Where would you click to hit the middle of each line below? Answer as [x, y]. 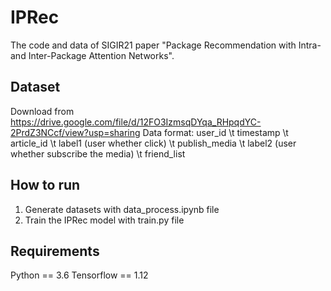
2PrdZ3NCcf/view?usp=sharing [75, 132]
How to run [45, 185]
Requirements [55, 251]
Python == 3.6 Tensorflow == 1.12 [79, 275]
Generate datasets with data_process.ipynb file [122, 209]
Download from [42, 111]
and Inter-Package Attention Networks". [92, 55]
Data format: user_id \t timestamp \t [215, 132]
